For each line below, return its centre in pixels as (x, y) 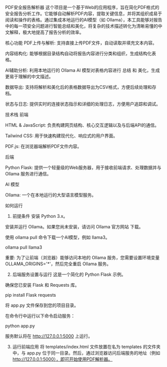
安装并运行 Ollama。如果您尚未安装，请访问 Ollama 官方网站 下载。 (74, 227)
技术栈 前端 (17, 114)
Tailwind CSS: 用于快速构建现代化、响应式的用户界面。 (62, 136)
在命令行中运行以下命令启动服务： (40, 316)
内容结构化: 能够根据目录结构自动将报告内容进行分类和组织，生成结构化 (79, 53)
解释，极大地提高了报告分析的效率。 (46, 32)
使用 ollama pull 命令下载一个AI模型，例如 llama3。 (58, 237)
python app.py (20, 326)
